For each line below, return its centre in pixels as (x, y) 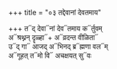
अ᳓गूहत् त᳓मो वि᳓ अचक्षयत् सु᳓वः (50, 55)
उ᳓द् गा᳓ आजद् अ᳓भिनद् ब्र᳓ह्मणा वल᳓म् (58, 47)
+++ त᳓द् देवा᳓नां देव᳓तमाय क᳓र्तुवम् (55, 28)
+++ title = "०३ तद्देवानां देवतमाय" (55, 12)
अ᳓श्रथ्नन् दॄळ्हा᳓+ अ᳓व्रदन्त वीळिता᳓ (53, 37)
